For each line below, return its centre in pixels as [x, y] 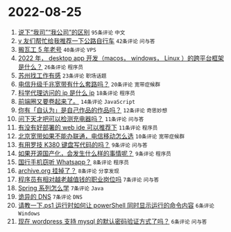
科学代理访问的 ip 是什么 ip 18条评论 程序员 [77, 92]
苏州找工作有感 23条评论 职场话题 [62, 75]
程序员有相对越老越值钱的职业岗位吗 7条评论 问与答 [88, 179]
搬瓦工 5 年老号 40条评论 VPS [57, 49]
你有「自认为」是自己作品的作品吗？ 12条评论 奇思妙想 [93, 110]
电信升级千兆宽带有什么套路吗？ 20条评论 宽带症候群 [89, 84]
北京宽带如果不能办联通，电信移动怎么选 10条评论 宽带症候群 [101, 136]
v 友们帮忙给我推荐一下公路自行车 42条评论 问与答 [86, 41]
